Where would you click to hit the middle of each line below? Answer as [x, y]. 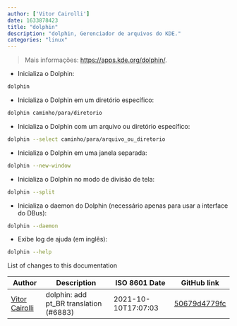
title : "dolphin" [33, 27]
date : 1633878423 [33, 20]
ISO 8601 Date [140, 283]
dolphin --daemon [33, 226]
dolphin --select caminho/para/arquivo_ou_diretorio [86, 139]
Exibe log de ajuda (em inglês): [62, 239]
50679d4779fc [200, 303]
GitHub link [200, 283]
